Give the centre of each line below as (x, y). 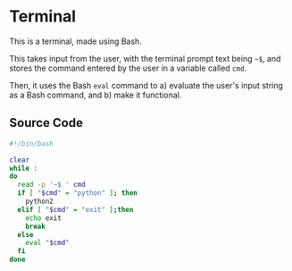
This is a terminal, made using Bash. (76, 41)
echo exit (44, 218)
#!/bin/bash (31, 144)
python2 (39, 201)
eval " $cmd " (47, 243)
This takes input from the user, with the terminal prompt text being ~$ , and (145, 58)
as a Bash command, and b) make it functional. (96, 95)
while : (24, 168)
